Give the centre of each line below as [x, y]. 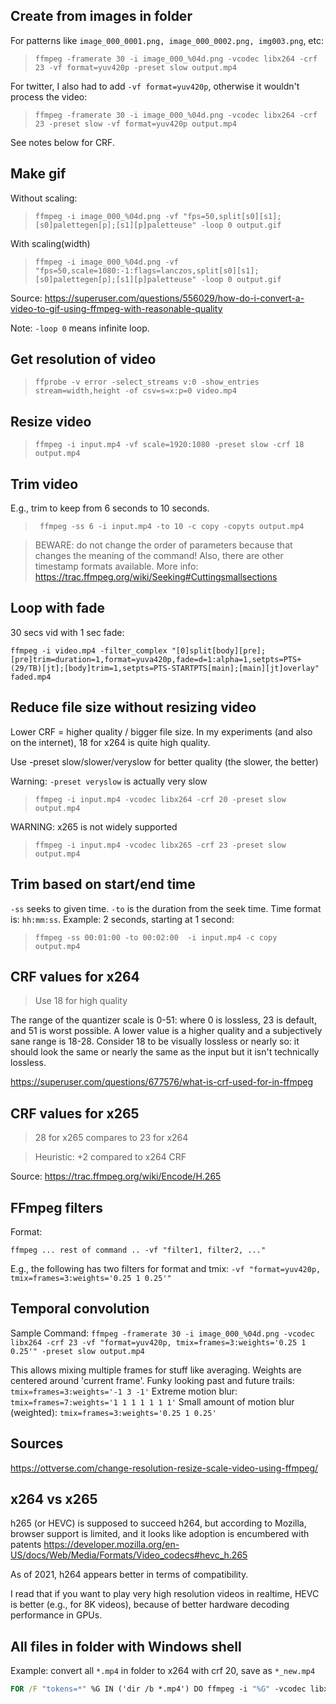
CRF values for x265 [75, 1113]
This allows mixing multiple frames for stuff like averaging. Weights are [156, 1370]
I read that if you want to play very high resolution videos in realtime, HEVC [165, 1594]
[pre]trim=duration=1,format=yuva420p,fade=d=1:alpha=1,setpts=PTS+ [156, 659]
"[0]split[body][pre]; [219, 650]
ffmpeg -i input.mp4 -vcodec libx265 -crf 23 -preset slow [160, 845]
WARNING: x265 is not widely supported [94, 826]
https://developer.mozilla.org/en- [111, 1545]
